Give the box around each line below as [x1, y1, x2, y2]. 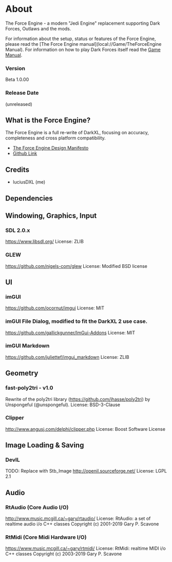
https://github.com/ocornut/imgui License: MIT [5, 305, 104, 311]
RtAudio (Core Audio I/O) [5, 503, 69, 511]
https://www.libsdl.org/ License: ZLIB [5, 239, 84, 245]
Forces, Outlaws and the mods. [5, 25, 71, 31]
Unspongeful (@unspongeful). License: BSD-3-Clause [5, 402, 121, 408]
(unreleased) [5, 101, 32, 107]
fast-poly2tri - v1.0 [5, 384, 53, 391]
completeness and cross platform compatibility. [5, 135, 106, 141]
